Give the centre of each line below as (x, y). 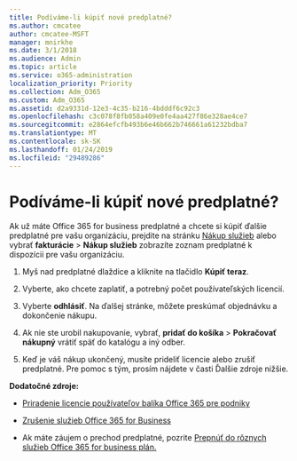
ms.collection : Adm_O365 (55, 91)
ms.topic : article (43, 68)
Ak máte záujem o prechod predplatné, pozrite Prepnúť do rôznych (144, 438)
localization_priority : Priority (71, 83)
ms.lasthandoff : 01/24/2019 (61, 149)
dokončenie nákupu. (59, 315)
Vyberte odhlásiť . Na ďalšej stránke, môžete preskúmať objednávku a (149, 306)
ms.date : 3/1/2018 (43, 51)
